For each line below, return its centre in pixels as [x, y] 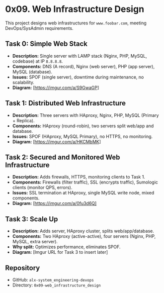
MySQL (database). [32, 72]
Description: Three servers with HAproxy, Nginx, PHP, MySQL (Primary [85, 115]
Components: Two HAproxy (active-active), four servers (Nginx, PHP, [84, 236]
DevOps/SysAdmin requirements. [39, 28]
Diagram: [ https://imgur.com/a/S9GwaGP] [56, 88]
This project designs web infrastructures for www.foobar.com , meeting [76, 23]
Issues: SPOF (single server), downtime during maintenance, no [78, 77]
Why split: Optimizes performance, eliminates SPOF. [66, 247]
